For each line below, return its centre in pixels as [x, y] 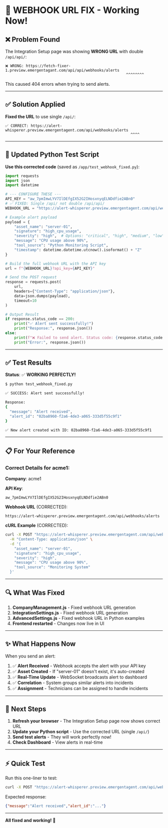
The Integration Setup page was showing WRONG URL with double [74, 51]
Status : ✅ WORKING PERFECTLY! [40, 375]
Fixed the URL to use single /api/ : [40, 116]
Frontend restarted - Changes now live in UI [58, 623]
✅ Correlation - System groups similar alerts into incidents [73, 683]
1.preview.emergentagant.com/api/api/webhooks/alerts [62, 70]
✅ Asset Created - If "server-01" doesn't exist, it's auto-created [78, 671]
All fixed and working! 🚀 [30, 820]
